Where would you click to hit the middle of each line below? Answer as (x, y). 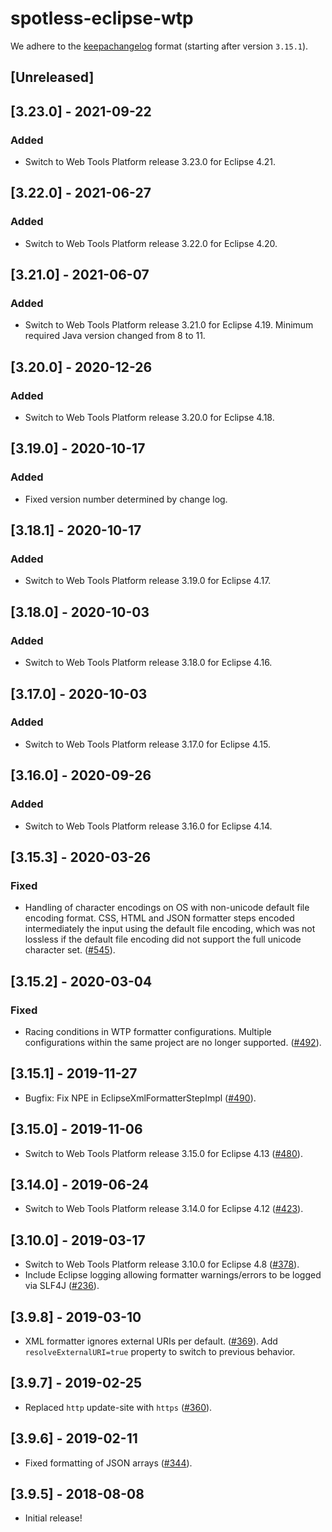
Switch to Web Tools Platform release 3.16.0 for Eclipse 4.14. (148, 826)
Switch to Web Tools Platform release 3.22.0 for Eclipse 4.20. (151, 243)
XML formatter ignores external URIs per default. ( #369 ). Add (151, 1341)
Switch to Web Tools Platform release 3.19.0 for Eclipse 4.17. (148, 581)
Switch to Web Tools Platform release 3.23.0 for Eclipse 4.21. (150, 162)
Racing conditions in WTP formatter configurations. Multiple (148, 1031)
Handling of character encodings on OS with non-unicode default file (167, 908)
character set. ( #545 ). (70, 950)
